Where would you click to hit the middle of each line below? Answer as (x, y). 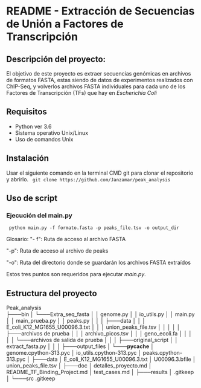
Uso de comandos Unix (44, 139)
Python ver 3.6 (33, 126)
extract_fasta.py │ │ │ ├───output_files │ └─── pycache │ (80, 346)
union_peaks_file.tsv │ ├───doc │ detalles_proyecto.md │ (79, 366)
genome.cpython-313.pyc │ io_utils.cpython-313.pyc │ (74, 353)
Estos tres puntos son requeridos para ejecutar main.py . (76, 274)
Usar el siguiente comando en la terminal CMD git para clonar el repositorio (100, 173)
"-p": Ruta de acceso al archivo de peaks (57, 251)
